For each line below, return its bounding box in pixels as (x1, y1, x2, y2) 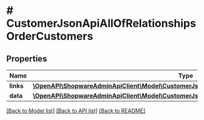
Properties (6, 53, 47, 64)
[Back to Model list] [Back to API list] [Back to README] (6, 107, 146, 114)
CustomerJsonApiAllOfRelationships (6, 16, 196, 30)
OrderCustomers (6, 30, 93, 43)
